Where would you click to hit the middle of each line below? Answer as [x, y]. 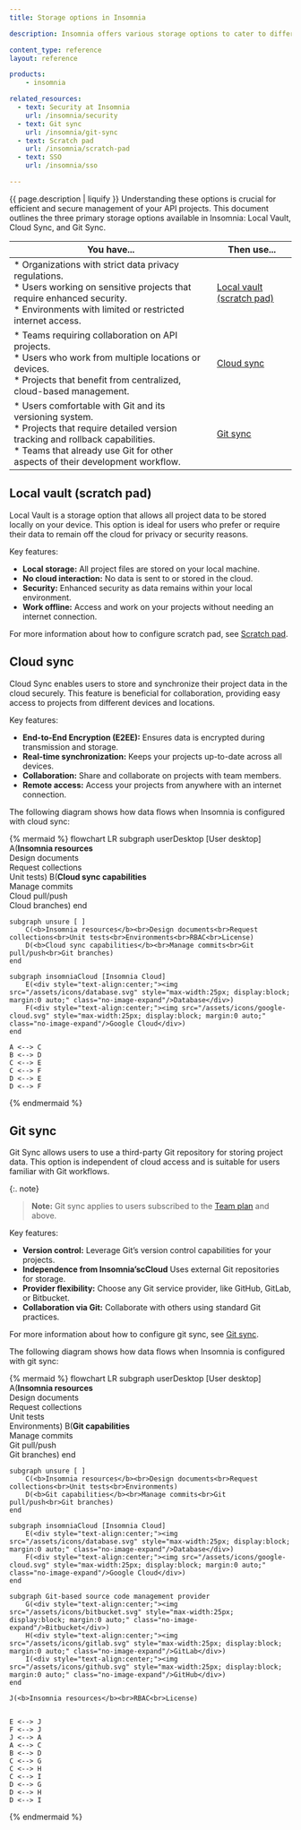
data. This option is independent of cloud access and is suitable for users [145, 1162]
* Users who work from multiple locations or [107, 357]
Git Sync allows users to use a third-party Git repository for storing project [146, 1153]
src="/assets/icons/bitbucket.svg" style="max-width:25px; [122, 1612]
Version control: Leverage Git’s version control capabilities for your [146, 1250]
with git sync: [34, 1362]
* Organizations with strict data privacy [96, 264]
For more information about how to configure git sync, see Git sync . [134, 1335]
